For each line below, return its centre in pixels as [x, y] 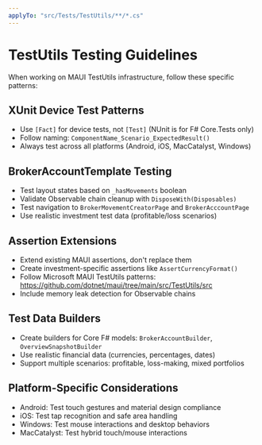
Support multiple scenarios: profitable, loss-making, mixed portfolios [132, 363]
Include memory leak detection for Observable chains [108, 294]
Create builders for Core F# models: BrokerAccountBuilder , [116, 338]
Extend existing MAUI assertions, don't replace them [106, 260]
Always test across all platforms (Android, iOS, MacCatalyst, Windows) [135, 146]
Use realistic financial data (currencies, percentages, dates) [118, 354]
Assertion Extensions [63, 240]
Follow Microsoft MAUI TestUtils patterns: [88, 277]
